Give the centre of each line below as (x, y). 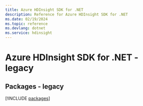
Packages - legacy (34, 86)
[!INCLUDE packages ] (28, 98)
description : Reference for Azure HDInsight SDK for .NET (67, 14)
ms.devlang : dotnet (25, 28)
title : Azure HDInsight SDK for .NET (44, 10)
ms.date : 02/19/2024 (27, 19)
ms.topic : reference (27, 24)
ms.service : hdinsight (29, 33)
